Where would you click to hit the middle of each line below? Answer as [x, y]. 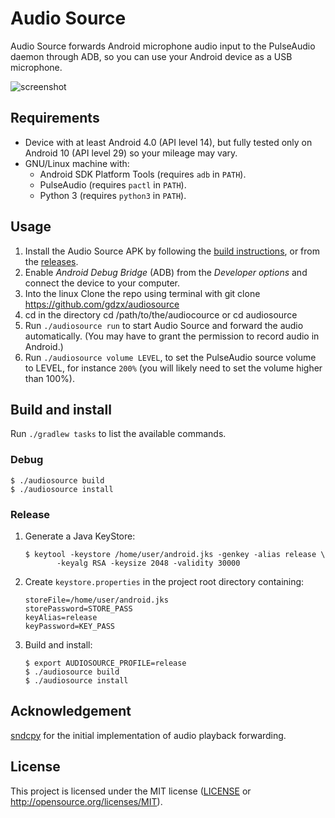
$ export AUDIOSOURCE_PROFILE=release [105, 663]
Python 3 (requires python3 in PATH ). [113, 195]
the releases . [51, 261]
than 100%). [49, 378]
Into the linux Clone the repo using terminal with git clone [142, 293]
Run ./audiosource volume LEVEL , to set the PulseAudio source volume [170, 357]
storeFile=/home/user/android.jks [96, 600]
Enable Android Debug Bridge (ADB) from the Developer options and [166, 272]
